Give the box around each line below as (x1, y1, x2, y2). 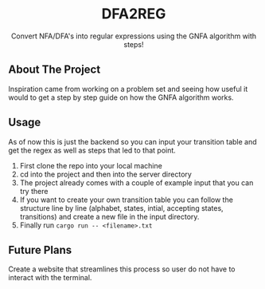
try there (19, 186, 49, 196)
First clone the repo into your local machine (19, 160, 163, 170)
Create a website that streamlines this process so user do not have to (8, 264, 236, 274)
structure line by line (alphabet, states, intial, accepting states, (19, 203, 224, 212)
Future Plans (8, 243, 72, 256)
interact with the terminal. (8, 273, 92, 283)
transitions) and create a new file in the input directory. (19, 212, 200, 221)
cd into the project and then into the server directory (19, 169, 193, 179)
